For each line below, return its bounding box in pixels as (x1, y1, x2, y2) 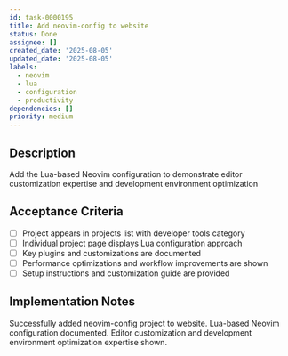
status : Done (9, 29, 58, 38)
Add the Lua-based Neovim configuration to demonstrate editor (9, 168, 243, 179)
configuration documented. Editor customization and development (9, 327, 252, 338)
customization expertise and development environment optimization (9, 178, 259, 189)
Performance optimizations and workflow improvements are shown (21, 257, 268, 268)
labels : (9, 63, 38, 72)
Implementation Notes (9, 295, 136, 310)
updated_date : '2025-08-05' (9, 54, 114, 63)
